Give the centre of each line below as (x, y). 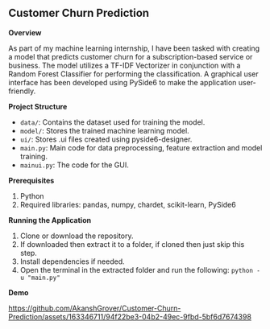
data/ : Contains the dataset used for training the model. (112, 122)
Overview (25, 32)
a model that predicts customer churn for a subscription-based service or (131, 56)
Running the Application (50, 220)
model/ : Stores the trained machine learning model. (104, 130)
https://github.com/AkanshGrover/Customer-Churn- (95, 308)
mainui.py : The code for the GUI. (74, 165)
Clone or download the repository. (77, 236)
